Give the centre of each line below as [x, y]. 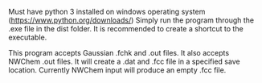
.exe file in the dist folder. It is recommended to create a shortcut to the [126, 29]
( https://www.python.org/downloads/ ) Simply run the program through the [131, 20]
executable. [28, 37]
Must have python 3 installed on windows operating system [107, 12]
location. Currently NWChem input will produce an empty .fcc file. [117, 70]
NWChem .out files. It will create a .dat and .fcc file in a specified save [124, 61]
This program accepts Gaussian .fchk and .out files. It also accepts [119, 53]
